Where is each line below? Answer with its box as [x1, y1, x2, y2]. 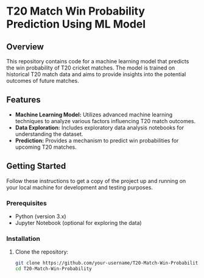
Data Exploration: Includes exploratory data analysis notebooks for [15, 124, 185, 131]
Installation [6, 234, 41, 243]
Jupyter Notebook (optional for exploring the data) [15, 219, 142, 226]
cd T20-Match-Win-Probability [15, 266, 93, 272]
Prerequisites [6, 199, 47, 207]
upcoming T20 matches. [15, 143, 77, 151]
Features [6, 94, 41, 105]
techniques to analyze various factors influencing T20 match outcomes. [15, 117, 196, 124]
